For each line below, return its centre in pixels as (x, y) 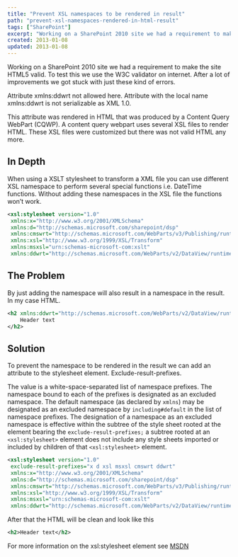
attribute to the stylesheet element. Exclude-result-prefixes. (95, 373)
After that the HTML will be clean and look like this (81, 519)
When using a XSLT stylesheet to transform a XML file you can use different (118, 178)
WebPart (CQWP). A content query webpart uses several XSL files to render (118, 124)
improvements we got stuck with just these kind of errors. (91, 82)
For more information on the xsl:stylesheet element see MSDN (98, 546)
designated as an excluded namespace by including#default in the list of (114, 409)
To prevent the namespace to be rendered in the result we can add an (109, 366)
